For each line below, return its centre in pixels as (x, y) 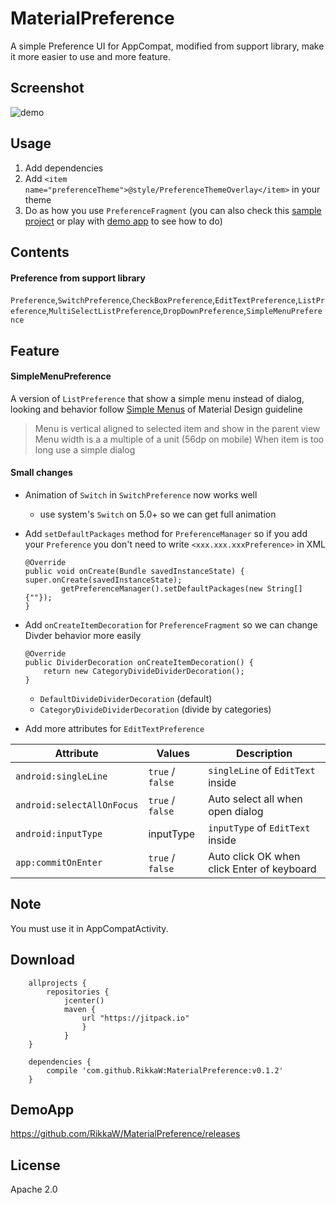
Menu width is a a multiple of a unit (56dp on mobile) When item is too (179, 439)
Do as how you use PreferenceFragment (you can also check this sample (173, 210)
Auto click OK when (254, 856)
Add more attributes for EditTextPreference (114, 728)
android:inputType (59, 833)
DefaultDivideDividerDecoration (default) (126, 698)
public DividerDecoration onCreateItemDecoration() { (139, 662)
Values (173, 753)
